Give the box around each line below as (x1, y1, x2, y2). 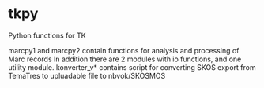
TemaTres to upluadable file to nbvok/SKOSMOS (8, 71, 166, 80)
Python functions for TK (8, 31, 86, 40)
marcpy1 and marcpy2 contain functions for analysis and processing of (8, 46, 239, 55)
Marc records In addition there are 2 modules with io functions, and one (8, 54, 242, 64)
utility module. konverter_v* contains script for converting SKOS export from (8, 62, 256, 71)
